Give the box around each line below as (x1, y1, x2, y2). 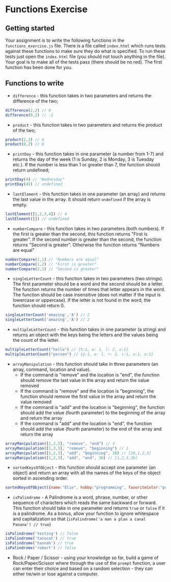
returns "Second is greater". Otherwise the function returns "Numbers (12, 242, 160, 248)
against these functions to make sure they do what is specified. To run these (5, 48, 165, 54)
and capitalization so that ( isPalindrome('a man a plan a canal (12, 516, 146, 522)
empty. (12, 202, 27, 208)
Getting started (5, 24, 55, 33)
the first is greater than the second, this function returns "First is (12, 230, 148, 237)
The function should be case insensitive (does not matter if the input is (12, 292, 161, 298)
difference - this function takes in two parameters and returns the (12, 93, 152, 99)
